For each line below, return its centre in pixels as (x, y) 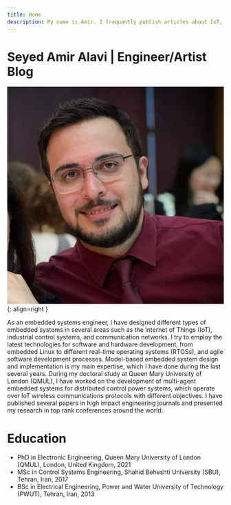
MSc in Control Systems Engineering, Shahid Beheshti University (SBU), (119, 472)
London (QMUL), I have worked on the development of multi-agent (101, 381)
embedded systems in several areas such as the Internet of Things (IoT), (110, 330)
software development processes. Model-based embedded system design (113, 359)
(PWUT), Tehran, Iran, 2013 (56, 494)
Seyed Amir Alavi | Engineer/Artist (107, 57)
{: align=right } (27, 309)
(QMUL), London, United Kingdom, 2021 (74, 465)
